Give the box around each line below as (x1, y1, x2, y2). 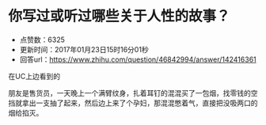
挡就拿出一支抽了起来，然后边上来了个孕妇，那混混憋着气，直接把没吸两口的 (8, 98, 258, 108)
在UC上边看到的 (8, 71, 61, 81)
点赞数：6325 (19, 35, 65, 44)
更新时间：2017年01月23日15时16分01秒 (19, 44, 149, 54)
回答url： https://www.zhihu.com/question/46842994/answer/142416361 (19, 55, 257, 64)
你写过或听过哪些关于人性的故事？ (8, 7, 231, 25)
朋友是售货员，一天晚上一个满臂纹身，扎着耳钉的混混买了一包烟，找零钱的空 (8, 88, 258, 97)
